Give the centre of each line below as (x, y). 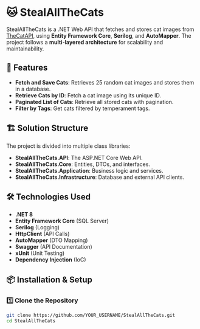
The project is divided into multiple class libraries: (68, 146)
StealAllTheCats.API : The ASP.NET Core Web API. (79, 158)
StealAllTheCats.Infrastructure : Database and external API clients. (99, 177)
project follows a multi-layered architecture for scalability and (85, 42)
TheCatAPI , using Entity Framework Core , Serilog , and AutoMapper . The (99, 35)
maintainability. (25, 49)
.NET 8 (24, 215)
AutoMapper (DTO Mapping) (51, 240)
